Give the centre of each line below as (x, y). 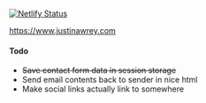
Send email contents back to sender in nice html (110, 80)
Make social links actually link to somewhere (103, 89)
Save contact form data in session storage (99, 70)
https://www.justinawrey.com (63, 30)
